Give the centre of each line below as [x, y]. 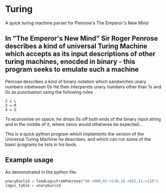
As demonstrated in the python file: [41, 172]
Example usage [29, 160]
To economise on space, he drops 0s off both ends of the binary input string [83, 119]
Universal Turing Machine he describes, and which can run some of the [78, 139]
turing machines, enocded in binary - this [70, 62]
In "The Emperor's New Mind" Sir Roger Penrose [82, 38]
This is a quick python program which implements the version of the [75, 134]
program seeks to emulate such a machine [72, 70]
